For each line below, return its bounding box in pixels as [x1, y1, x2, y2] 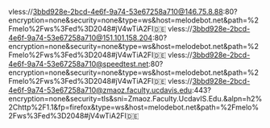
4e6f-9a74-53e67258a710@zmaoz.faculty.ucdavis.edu [8, 85, 193, 95]
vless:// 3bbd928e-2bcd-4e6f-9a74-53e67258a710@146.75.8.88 [8, 7, 223, 16]
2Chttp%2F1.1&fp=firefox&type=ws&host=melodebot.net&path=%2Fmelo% [8, 102, 260, 112]
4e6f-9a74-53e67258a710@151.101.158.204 [8, 33, 153, 43]
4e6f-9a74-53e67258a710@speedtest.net [8, 60, 149, 68]
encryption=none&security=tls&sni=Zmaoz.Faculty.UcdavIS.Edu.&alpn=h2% [8, 94, 263, 103]
